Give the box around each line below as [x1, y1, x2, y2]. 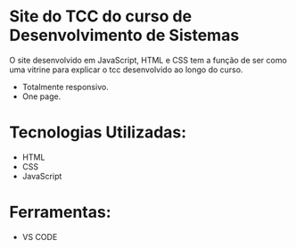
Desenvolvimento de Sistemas [9, 25, 240, 46]
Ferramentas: [9, 203, 111, 222]
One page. [21, 91, 62, 102]
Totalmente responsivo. [21, 81, 109, 92]
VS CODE [21, 231, 58, 242]
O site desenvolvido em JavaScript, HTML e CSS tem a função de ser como [9, 54, 287, 65]
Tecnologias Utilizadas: [9, 122, 187, 143]
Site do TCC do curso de [9, 6, 193, 27]
